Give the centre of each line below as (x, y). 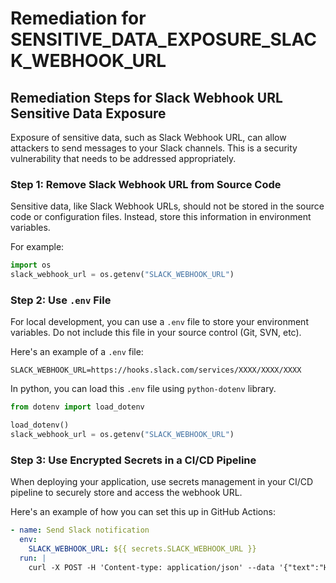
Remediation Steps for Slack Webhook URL (146, 97)
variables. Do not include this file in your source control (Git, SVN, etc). (156, 333)
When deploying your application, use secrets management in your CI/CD (162, 482)
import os (31, 265)
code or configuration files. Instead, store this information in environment (161, 217)
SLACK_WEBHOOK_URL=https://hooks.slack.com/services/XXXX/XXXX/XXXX (156, 370)
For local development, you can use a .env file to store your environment (159, 322)
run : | (33, 558)
